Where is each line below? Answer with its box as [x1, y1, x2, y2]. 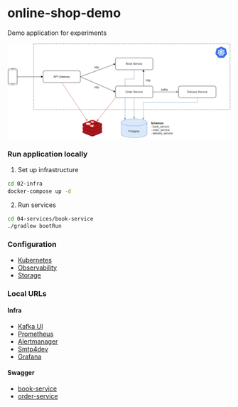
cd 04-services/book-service [7, 215, 94, 222]
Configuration [7, 240, 57, 250]
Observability [17, 263, 58, 272]
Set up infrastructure [17, 165, 79, 174]
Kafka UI [17, 322, 43, 330]
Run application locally [7, 149, 88, 159]
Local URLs [7, 288, 48, 298]
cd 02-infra [7, 180, 43, 187]
